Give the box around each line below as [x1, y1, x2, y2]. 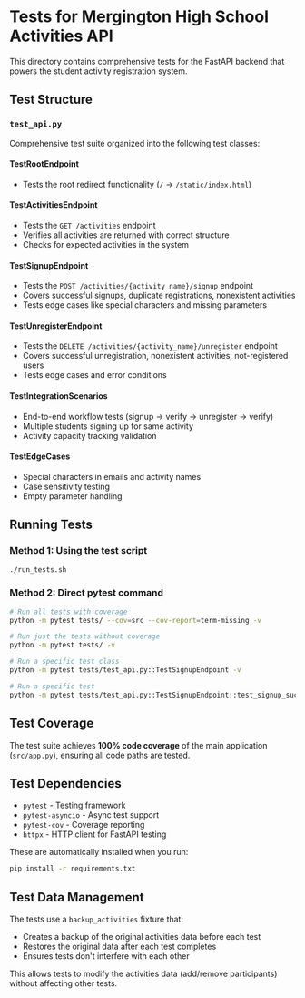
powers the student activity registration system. [9, 66, 188, 76]
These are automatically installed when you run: [9, 847, 189, 858]
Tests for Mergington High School [9, 6, 270, 27]
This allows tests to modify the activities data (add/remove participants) [9, 968, 278, 980]
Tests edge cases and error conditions [22, 370, 167, 381]
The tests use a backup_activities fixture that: [9, 913, 184, 925]
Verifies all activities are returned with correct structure [22, 229, 230, 240]
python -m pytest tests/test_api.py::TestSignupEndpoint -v [9, 666, 242, 675]
